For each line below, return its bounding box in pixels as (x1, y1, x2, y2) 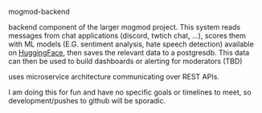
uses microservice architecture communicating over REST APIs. (8, 72, 219, 81)
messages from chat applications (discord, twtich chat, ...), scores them (8, 31, 247, 40)
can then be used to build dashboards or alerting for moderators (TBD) (8, 56, 243, 66)
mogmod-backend (8, 7, 70, 16)
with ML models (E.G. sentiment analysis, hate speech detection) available (8, 39, 255, 49)
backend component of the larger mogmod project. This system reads (8, 22, 241, 31)
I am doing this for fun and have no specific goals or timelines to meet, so (8, 87, 252, 97)
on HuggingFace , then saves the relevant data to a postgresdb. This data (8, 48, 250, 57)
